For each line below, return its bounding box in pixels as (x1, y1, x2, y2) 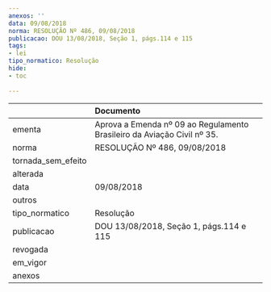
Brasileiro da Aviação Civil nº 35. (94, 128, 219, 140)
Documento (94, 105, 141, 116)
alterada (12, 168, 44, 179)
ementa (12, 123, 42, 135)
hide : (8, 65, 27, 73)
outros (12, 194, 38, 206)
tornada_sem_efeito (12, 155, 87, 166)
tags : (8, 42, 27, 50)
